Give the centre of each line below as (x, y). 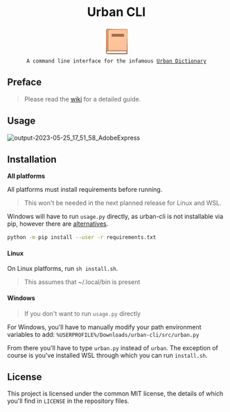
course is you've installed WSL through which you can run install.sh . (107, 355)
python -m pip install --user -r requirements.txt (82, 238)
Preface (25, 82)
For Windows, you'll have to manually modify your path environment (104, 327)
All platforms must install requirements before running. (85, 190)
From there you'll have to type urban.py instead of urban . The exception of (113, 347)
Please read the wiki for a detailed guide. (82, 99)
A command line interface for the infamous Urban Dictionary (116, 61)
